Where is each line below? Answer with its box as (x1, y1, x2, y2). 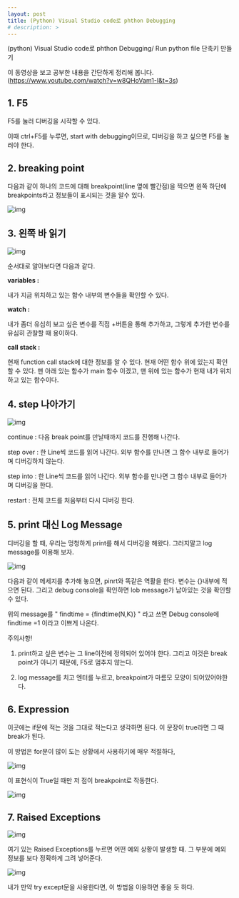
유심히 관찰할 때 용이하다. (7, 328, 78, 337)
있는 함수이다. (20, 375, 59, 384)
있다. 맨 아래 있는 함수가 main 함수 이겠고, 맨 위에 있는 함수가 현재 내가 (22, 366, 219, 375)
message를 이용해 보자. (7, 548, 75, 557)
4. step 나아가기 (7, 398, 76, 410)
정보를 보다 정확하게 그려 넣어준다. (7, 854, 103, 862)
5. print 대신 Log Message (7, 519, 123, 531)
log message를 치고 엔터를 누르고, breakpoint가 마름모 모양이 (17, 673, 192, 682)
